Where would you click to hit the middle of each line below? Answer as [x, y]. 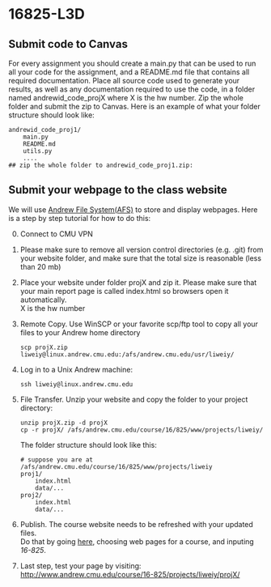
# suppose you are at [56, 459]
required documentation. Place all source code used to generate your [124, 81]
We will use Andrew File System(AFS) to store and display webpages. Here [133, 209]
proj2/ [31, 495]
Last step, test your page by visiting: [80, 566]
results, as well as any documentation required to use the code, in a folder [132, 89]
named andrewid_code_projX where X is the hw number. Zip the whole [126, 98]
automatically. [43, 300]
